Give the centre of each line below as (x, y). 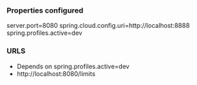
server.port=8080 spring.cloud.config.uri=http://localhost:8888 (98, 26)
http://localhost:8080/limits (56, 74)
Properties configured (45, 10)
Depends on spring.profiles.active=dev (73, 66)
